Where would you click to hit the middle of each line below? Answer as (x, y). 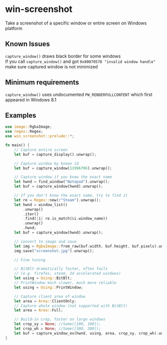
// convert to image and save (45, 241)
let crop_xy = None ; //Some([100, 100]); (57, 324)
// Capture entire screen (41, 150)
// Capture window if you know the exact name (63, 177)
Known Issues (28, 44)
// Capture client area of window (50, 296)
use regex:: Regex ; (24, 132)
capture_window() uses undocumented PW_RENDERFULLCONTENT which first (79, 94)
